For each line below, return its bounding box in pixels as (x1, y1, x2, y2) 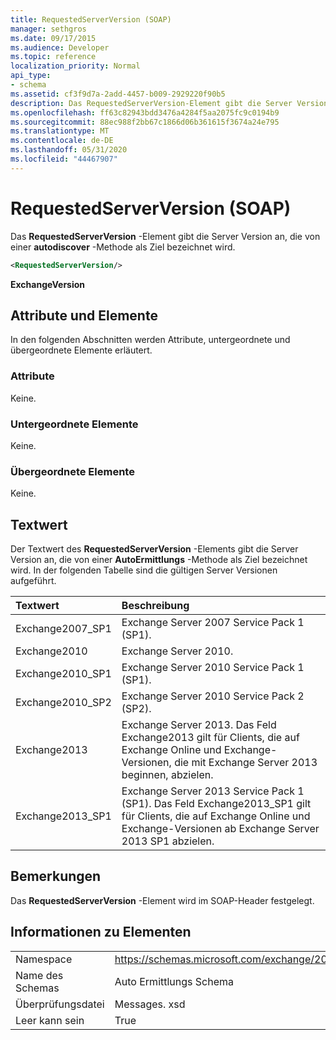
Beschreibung (121, 599, 190, 613)
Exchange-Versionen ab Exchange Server (121, 822, 320, 836)
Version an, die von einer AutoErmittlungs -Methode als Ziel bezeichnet (10, 554, 308, 566)
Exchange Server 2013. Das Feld (121, 718, 277, 732)
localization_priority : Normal (10, 61, 141, 71)
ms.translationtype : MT (10, 126, 110, 136)
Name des (15, 968, 64, 982)
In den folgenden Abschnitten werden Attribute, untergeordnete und (10, 334, 291, 346)
